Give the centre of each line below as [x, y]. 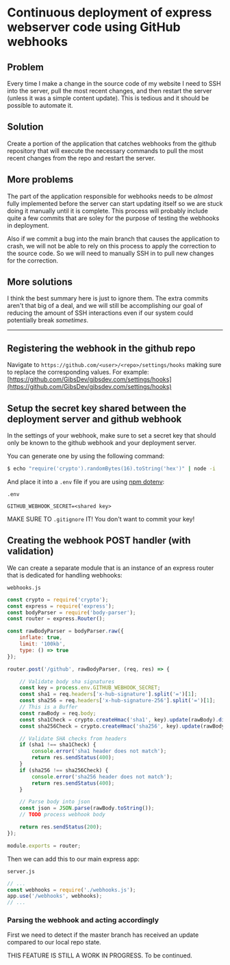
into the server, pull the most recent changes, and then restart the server [110, 91]
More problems [40, 180]
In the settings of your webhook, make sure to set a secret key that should [112, 436]
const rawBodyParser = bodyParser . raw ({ [66, 631]
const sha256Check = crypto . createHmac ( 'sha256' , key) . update [110, 726]
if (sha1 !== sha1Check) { [58, 745]
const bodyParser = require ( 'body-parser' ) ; [72, 612]
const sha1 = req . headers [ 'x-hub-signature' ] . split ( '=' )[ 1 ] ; [108, 694]
